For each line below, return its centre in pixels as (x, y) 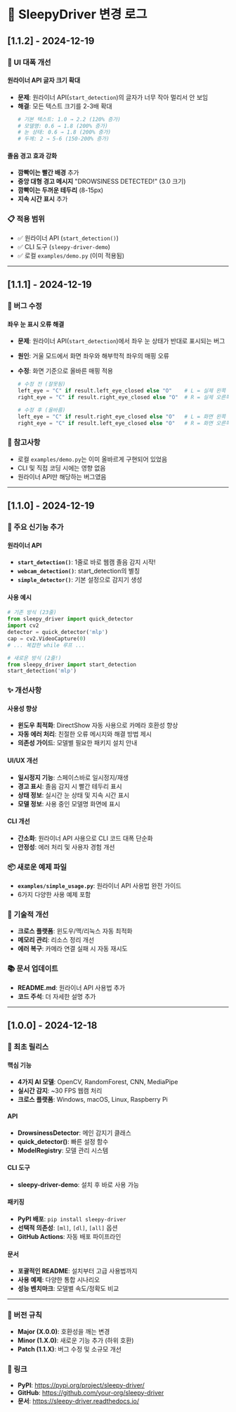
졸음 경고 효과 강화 (32, 155)
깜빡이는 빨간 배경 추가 (48, 172)
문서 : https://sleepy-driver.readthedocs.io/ (78, 1401)
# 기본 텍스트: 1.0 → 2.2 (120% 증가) (69, 119)
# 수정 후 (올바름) (41, 410)
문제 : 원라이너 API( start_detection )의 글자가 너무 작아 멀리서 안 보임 (113, 97)
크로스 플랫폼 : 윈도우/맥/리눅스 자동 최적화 (75, 931)
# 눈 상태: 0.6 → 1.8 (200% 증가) (64, 132)
